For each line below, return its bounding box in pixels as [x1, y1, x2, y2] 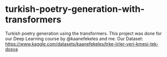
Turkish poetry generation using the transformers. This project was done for [5, 30, 162, 36]
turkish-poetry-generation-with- [5, 3, 145, 15]
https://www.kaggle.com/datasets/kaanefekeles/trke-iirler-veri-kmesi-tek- [5, 41, 158, 47]
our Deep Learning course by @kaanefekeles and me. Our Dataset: [5, 36, 143, 42]
